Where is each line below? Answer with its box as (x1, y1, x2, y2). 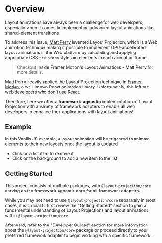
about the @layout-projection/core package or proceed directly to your (5, 227, 148, 233)
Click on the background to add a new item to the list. (12, 156, 118, 161)
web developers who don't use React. (5, 89, 81, 95)
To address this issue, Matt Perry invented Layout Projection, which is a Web (5, 39, 158, 45)
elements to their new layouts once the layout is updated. (5, 141, 119, 147)
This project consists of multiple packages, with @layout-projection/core (5, 182, 151, 188)
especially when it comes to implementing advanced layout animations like (5, 24, 154, 30)
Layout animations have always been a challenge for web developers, (5, 19, 144, 25)
